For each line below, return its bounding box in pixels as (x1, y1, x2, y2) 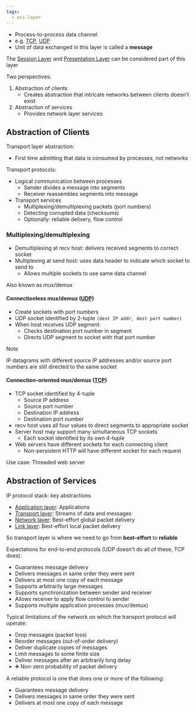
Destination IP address (23, 409, 79, 416)
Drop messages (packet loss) (14, 631, 88, 638)
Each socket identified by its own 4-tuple (23, 434, 125, 442)
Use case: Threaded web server (6, 459, 85, 466)
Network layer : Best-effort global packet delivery (14, 516, 135, 523)
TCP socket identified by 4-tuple (14, 390, 95, 397)
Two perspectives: (6, 73, 52, 80)
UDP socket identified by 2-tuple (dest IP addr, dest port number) (14, 314, 182, 321)
